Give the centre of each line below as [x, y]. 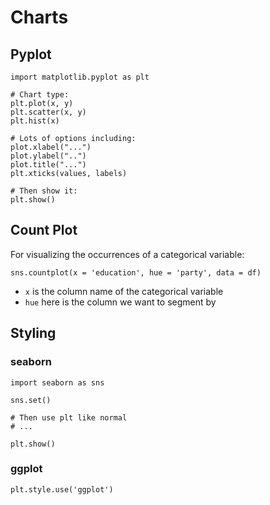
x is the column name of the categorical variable [124, 291]
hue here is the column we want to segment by [120, 302]
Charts [39, 17]
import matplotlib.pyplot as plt [80, 77]
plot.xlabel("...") [51, 147]
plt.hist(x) [35, 121]
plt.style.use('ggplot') [62, 489]
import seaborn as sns [57, 382]
